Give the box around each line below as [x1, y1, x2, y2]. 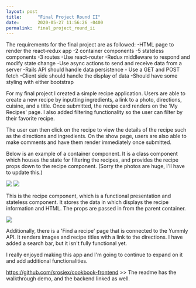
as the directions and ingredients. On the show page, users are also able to [6, 133, 187, 140]
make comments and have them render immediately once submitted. [6, 139, 171, 146]
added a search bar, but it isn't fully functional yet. [6, 240, 128, 247]
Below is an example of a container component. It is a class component [6, 150, 178, 158]
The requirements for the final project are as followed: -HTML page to [6, 41, 174, 48]
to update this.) [6, 169, 43, 176]
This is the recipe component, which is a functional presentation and [6, 192, 171, 200]
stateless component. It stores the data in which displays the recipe [6, 199, 169, 206]
